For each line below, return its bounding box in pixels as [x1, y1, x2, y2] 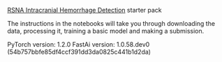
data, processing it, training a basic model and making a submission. [7, 27, 205, 35]
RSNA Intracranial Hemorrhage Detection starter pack [7, 6, 162, 14]
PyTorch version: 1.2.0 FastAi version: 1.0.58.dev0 [7, 40, 150, 48]
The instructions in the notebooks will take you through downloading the [7, 20, 215, 27]
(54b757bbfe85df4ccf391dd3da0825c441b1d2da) [7, 48, 151, 56]
